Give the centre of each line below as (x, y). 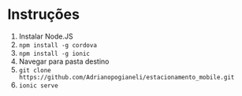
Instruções (44, 15)
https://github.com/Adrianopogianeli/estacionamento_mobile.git (127, 77)
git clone (35, 70)
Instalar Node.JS (46, 36)
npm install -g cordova (58, 45)
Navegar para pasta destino (64, 61)
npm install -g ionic (54, 54)
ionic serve (38, 85)
